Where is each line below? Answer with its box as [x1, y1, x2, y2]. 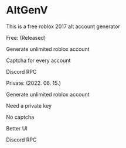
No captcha [6, 113, 35, 121]
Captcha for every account [6, 57, 71, 64]
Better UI [6, 125, 28, 132]
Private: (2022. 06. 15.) [6, 80, 62, 87]
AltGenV [6, 4, 48, 17]
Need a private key [6, 102, 52, 109]
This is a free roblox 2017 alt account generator [6, 23, 120, 30]
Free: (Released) [6, 34, 46, 41]
